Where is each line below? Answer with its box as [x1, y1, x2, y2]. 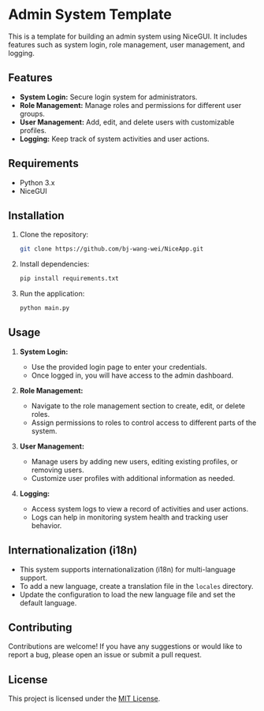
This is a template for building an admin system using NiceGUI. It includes [8, 32, 247, 41]
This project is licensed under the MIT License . [8, 694, 161, 703]
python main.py [19, 304, 70, 312]
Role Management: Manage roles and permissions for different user [19, 100, 242, 110]
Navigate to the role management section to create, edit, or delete [31, 400, 246, 411]
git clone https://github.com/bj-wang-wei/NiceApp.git [19, 245, 204, 253]
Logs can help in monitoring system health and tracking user [31, 512, 229, 522]
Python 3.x [19, 177, 55, 187]
